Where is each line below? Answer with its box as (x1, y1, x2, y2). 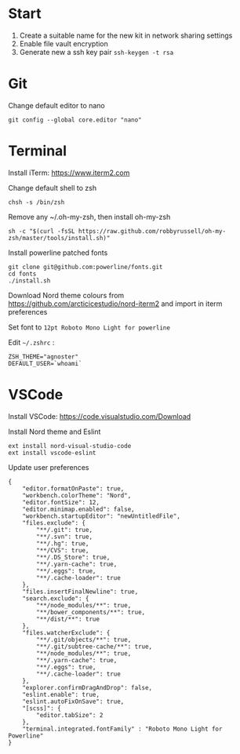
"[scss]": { (22, 704, 61, 712)
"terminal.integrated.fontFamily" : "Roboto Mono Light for (22, 725, 223, 733)
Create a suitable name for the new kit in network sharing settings (19, 31, 233, 40)
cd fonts (8, 270, 37, 278)
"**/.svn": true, (36, 533, 93, 541)
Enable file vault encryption (19, 38, 108, 48)
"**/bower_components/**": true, (36, 608, 146, 616)
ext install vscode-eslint (8, 449, 96, 457)
